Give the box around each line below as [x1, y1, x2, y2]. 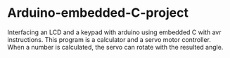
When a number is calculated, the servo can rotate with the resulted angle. [7, 43, 224, 51]
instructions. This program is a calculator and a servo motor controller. [7, 35, 211, 43]
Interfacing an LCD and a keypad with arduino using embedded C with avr [7, 28, 222, 36]
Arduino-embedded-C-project [7, 5, 189, 21]
